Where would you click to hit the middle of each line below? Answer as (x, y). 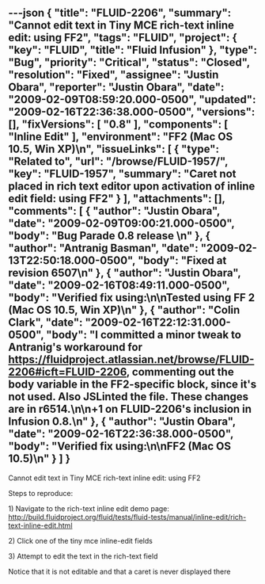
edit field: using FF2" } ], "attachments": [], (117, 198)
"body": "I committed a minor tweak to (144, 335)
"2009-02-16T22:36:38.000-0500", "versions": (132, 112)
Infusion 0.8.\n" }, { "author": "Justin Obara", (122, 422)
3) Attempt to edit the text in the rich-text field (83, 556)
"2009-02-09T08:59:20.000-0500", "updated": (132, 99)
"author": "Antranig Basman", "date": (104, 248)
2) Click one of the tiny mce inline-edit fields (80, 540)
